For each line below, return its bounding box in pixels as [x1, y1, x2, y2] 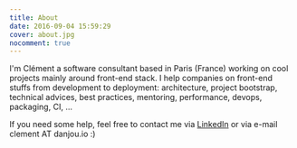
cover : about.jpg [9, 30, 75, 39]
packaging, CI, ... [9, 101, 72, 113]
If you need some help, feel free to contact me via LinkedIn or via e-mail [9, 119, 278, 130]
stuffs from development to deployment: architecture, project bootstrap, [9, 82, 278, 93]
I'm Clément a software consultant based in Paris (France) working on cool [9, 63, 289, 74]
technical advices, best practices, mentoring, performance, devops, [9, 92, 263, 103]
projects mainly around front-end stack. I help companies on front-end [9, 73, 273, 84]
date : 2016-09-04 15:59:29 [9, 22, 111, 31]
